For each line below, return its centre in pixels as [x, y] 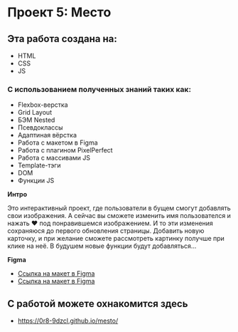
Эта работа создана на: [62, 39]
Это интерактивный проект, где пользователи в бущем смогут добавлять [119, 208]
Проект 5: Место [59, 12]
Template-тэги [39, 165]
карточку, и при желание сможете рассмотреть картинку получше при [116, 239]
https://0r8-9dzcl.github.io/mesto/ [68, 321]
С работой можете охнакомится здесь [98, 304]
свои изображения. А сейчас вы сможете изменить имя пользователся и [119, 216]
